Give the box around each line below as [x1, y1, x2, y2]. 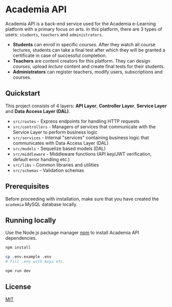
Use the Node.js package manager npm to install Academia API [5, 229, 140, 236]
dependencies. [5, 235, 37, 241]
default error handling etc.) [12, 156, 70, 162]
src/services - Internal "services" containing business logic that [12, 135, 149, 141]
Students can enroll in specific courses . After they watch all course [12, 41, 156, 47]
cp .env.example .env [5, 254, 52, 260]
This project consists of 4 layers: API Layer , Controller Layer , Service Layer [5, 103, 167, 109]
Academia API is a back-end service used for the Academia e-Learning [5, 21, 156, 27]
